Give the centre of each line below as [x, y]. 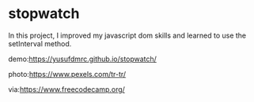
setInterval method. [40, 43]
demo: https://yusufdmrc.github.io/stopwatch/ [82, 59]
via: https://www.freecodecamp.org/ [66, 89]
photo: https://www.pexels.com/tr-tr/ [67, 74]
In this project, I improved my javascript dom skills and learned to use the [127, 35]
